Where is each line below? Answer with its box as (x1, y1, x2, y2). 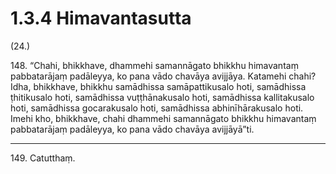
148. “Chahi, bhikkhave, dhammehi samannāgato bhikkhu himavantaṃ (10, 59, 299, 71)
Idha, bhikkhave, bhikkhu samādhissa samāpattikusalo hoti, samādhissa (10, 80, 307, 92)
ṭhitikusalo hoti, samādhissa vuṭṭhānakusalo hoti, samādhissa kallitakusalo (10, 91, 315, 103)
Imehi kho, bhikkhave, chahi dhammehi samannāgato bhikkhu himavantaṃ (10, 112, 317, 124)
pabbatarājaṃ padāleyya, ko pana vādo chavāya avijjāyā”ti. (10, 123, 255, 135)
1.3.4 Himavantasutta (10, 7, 192, 30)
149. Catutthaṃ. (10, 152, 76, 164)
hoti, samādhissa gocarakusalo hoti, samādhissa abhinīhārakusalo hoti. (10, 102, 304, 114)
